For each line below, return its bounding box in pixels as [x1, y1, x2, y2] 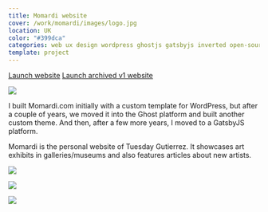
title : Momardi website [8, 11, 88, 20]
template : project [8, 49, 69, 57]
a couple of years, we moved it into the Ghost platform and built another [8, 109, 245, 119]
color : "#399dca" [8, 33, 66, 42]
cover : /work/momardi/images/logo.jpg [8, 19, 137, 27]
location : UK [8, 26, 52, 34]
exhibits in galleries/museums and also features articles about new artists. [8, 151, 252, 159]
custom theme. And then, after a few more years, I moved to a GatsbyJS [8, 118, 245, 128]
